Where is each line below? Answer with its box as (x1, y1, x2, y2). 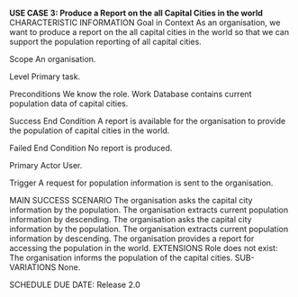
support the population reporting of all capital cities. (9, 36, 203, 47)
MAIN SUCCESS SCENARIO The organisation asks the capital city (9, 195, 253, 205)
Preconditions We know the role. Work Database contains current (9, 89, 252, 99)
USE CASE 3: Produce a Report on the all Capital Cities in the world (9, 8, 264, 18)
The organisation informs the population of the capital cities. (9, 252, 233, 263)
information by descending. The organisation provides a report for (9, 233, 255, 244)
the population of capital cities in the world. (9, 125, 170, 136)
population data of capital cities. (9, 98, 129, 109)
